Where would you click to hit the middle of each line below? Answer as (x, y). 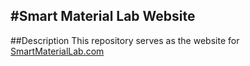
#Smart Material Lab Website (103, 16)
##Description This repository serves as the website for (125, 40)
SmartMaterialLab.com (57, 51)
